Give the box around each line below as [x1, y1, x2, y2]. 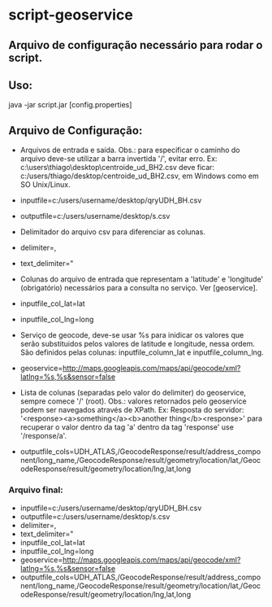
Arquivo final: [8, 484, 63, 496]
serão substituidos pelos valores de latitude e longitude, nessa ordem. [19, 339, 256, 349]
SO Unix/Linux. [19, 180, 71, 190]
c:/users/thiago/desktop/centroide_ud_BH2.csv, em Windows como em [19, 171, 259, 181]
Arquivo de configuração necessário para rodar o [8, 38, 263, 52]
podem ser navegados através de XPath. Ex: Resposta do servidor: [19, 405, 244, 415]
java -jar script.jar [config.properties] [8, 100, 132, 110]
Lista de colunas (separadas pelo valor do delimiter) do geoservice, [19, 388, 246, 398]
